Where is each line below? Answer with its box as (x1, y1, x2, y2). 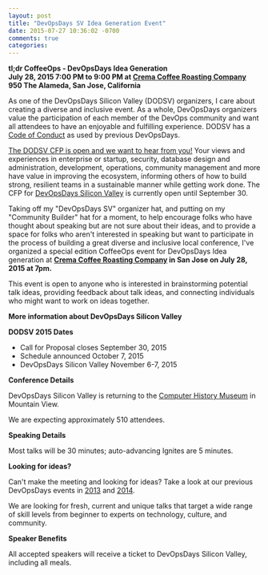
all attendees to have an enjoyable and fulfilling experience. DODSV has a (8, 122, 250, 132)
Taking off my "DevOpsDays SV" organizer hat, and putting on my (8, 204, 226, 213)
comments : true (8, 34, 59, 43)
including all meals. (8, 558, 72, 568)
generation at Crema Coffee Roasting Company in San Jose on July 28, (8, 255, 248, 265)
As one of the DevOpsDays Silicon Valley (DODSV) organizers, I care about (8, 96, 255, 106)
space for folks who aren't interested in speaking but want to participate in (8, 229, 254, 239)
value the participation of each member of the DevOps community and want (8, 113, 259, 123)
